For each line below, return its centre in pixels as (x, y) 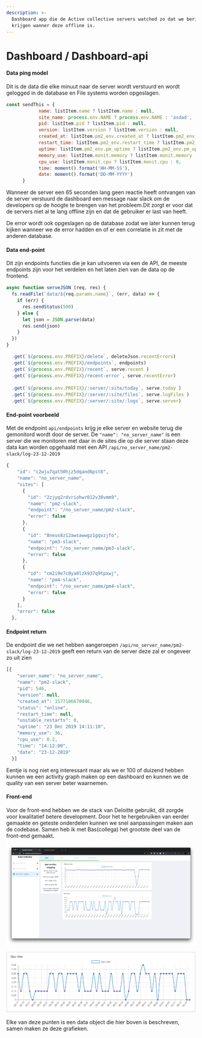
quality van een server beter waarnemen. (57, 783)
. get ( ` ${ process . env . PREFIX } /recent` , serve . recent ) (80, 369)
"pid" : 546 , (32, 689)
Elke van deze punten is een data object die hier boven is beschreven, (93, 1022)
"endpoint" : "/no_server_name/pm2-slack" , (82, 510)
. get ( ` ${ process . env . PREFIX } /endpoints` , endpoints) (79, 363)
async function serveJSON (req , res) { (56, 288)
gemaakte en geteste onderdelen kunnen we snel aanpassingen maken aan (100, 823)
